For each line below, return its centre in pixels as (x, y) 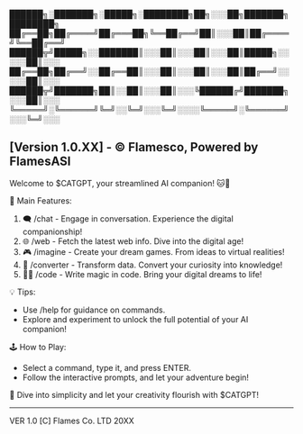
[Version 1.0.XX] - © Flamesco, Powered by (134, 147)
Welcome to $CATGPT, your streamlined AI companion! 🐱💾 (120, 183)
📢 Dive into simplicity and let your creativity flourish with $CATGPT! (134, 394)
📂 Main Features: (41, 200)
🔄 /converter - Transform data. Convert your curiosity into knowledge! (152, 265)
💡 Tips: (23, 292)
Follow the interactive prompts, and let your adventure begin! (136, 377)
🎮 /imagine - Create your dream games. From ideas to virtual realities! (153, 251)
